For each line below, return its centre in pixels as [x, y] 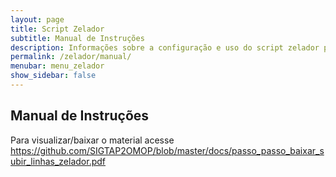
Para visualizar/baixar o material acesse [92, 140]
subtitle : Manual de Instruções [77, 38]
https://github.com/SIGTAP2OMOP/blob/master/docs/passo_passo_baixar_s [167, 150]
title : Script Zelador [57, 29]
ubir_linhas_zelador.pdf [58, 161]
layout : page [37, 19]
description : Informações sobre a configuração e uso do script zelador [165, 47]
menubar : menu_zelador [57, 66]
